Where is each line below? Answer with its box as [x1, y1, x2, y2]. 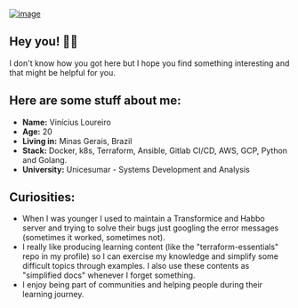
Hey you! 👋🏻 [9, 34, 78, 49]
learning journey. [21, 289, 85, 300]
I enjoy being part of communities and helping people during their [21, 280, 263, 290]
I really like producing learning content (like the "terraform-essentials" [21, 241, 279, 253]
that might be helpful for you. [9, 67, 116, 77]
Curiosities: [9, 190, 76, 205]
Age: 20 [21, 126, 53, 137]
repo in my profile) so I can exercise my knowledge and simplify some [21, 251, 278, 262]
